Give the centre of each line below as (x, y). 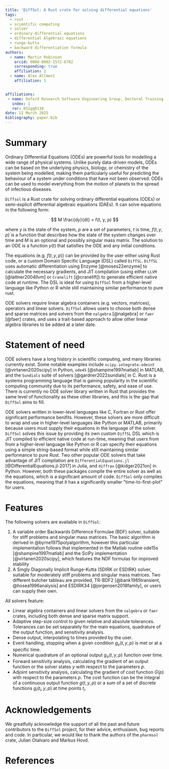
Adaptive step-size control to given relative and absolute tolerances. (83, 621)
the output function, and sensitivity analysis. (59, 632)
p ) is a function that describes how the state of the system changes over (81, 235)
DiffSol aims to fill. (25, 402)
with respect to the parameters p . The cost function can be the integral (86, 678)
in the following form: (27, 210)
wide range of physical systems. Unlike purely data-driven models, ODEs (81, 162)
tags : (11, 15)
